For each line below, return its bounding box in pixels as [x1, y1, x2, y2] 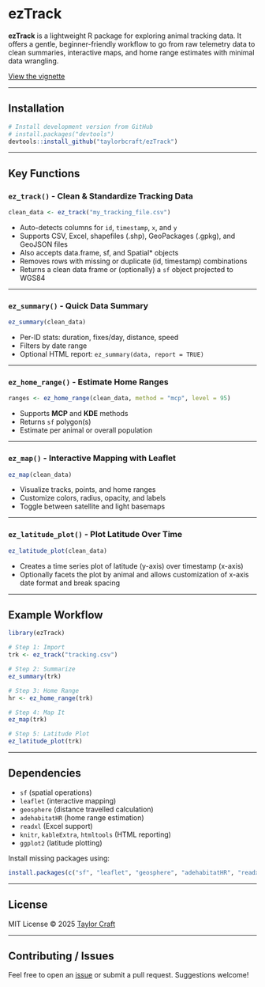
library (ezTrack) [8, 630, 65, 637]
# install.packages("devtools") [8, 130, 114, 138]
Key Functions [8, 167, 80, 180]
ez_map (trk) [8, 716, 47, 724]
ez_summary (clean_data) [8, 318, 87, 327]
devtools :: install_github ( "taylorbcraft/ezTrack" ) [8, 138, 178, 146]
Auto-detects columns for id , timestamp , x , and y [19, 222, 177, 232]
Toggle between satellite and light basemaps [19, 501, 166, 511]
